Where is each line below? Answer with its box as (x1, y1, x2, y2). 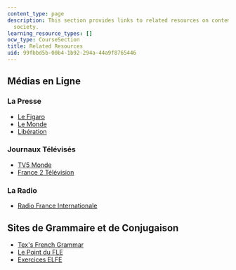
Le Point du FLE (17, 248, 63, 256)
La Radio (7, 185, 37, 195)
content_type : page (7, 10, 65, 18)
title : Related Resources (7, 43, 83, 50)
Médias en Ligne (7, 75, 81, 88)
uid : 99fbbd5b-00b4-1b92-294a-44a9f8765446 (7, 50, 137, 57)
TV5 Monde (17, 161, 52, 169)
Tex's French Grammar (17, 240, 84, 249)
